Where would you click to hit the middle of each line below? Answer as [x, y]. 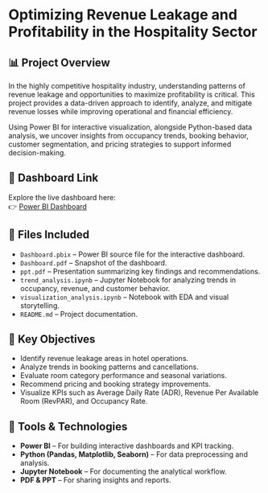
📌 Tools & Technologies [68, 427]
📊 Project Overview [59, 62]
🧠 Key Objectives [52, 339]
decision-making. [37, 153]
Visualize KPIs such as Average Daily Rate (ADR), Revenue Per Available [139, 392]
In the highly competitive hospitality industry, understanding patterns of [127, 86]
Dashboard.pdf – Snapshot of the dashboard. [93, 262]
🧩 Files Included [49, 235]
